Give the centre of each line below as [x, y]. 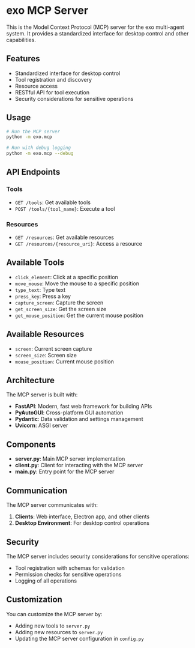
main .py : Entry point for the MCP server [64, 471]
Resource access [36, 86]
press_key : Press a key [43, 296]
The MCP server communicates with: [52, 505]
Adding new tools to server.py [52, 626]
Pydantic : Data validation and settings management [79, 419]
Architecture [31, 380]
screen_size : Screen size [46, 355]
